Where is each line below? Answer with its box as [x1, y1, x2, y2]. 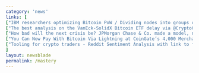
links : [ [5, 14, 27, 20]
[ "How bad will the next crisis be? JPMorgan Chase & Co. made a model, [5, 31, 189, 36]
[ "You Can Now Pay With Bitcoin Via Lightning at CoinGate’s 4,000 [5, 36, 176, 42]
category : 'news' [5, 8, 49, 15]
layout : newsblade [5, 52, 51, 58]
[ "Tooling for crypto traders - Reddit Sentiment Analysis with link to [5, 42, 189, 48]
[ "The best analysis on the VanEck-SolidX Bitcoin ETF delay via [5, 25, 170, 31]
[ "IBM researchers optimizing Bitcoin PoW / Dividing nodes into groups [5, 19, 189, 25]
